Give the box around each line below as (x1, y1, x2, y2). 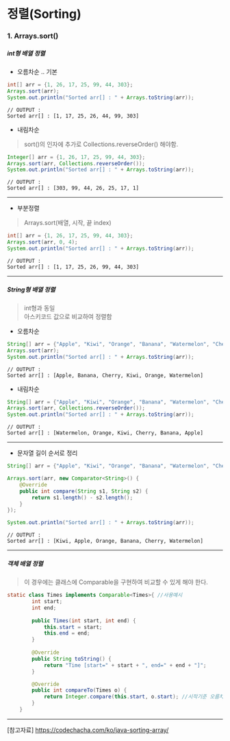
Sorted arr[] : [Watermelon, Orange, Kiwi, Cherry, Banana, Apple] (7, 430, 204, 436)
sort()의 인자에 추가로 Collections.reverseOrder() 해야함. (23, 140, 179, 148)
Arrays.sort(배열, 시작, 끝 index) (23, 219, 112, 227)
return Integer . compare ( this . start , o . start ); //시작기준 (43, 694, 207, 701)
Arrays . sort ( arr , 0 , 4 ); (7, 239, 78, 246)
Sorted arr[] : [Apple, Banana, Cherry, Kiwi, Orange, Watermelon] (7, 372, 204, 379)
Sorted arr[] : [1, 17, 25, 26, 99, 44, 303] (7, 263, 139, 270)
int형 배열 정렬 (7, 49, 46, 57)
